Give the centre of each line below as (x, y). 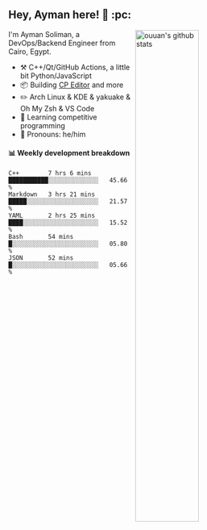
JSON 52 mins (41, 258)
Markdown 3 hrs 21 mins (52, 194)
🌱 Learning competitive (59, 117)
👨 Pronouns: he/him (53, 134)
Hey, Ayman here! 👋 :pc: (70, 15)
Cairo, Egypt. (30, 51)
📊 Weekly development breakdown (69, 153)
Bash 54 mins (41, 237)
